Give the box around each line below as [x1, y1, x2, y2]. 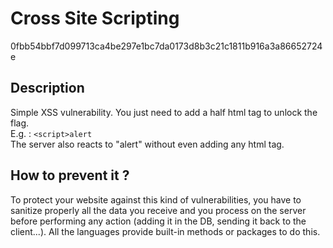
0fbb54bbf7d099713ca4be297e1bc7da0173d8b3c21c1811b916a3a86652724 [10, 40, 323, 52]
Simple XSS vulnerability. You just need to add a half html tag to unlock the [10, 106, 318, 118]
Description [10, 80, 85, 97]
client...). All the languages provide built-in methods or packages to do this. [10, 225, 321, 237]
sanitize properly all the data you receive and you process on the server [10, 204, 307, 216]
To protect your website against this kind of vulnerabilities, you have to [10, 193, 302, 206]
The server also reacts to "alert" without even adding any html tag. [10, 138, 285, 150]
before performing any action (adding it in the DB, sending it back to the [10, 215, 307, 227]
